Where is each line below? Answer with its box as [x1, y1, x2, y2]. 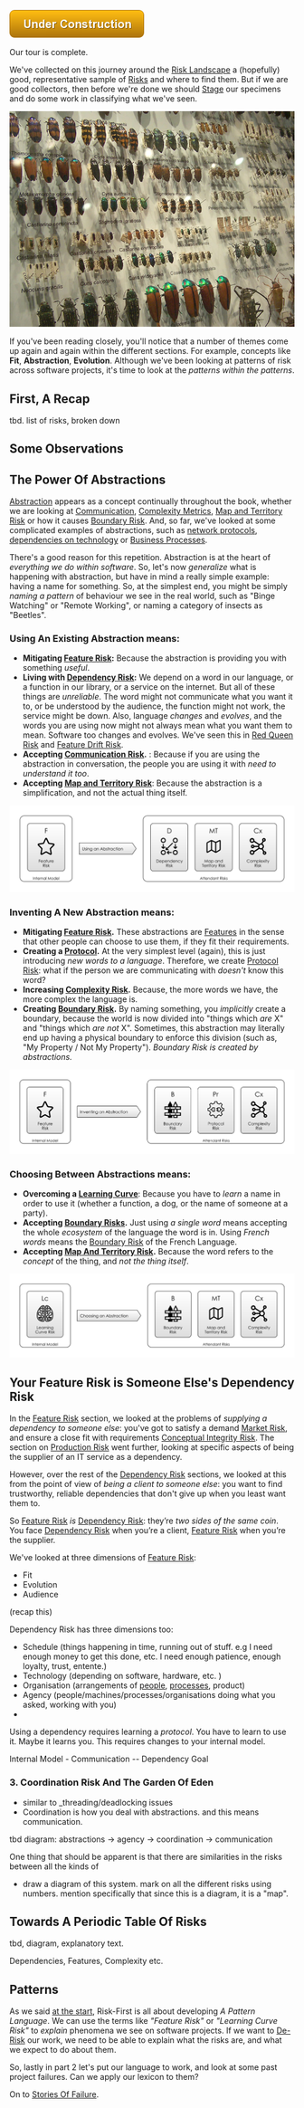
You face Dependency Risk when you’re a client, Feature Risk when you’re [9, 1525, 287, 1536]
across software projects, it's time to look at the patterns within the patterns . [9, 365, 295, 376]
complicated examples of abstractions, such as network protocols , [9, 525, 258, 536]
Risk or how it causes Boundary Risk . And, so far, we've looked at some [9, 515, 276, 526]
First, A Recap [9, 391, 90, 406]
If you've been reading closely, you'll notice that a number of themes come [9, 336, 289, 347]
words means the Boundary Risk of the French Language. [22, 1236, 238, 1247]
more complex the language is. [22, 994, 138, 1005]
